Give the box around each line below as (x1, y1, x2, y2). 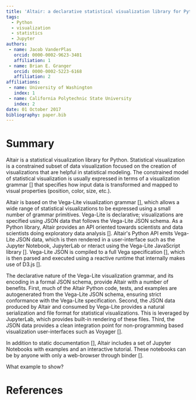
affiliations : (6, 80, 41, 85)
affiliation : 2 (13, 74, 51, 80)
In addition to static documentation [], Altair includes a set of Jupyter (6, 340, 171, 347)
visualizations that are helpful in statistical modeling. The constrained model (6, 169, 189, 176)
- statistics (11, 30, 43, 36)
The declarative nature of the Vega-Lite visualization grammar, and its (6, 273, 174, 280)
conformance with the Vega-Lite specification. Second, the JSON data (6, 297, 176, 304)
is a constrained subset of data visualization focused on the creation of (6, 163, 177, 170)
